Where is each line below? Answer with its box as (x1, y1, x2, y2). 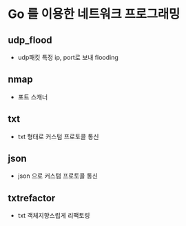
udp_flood (8, 34, 52, 45)
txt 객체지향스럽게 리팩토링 (17, 212, 90, 220)
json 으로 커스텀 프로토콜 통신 (17, 172, 99, 180)
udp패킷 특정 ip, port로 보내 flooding (17, 53, 119, 61)
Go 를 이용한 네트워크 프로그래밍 (8, 6, 180, 22)
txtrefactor (8, 192, 56, 204)
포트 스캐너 (17, 92, 48, 101)
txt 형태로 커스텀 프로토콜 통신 (17, 132, 99, 141)
